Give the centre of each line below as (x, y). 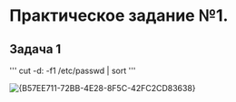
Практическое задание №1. (119, 16)
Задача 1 (35, 49)
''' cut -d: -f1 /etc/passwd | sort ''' (73, 70)
